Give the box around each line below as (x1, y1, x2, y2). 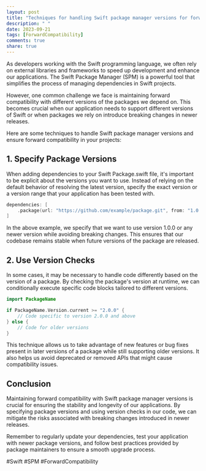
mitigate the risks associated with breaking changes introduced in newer (6, 415, 190, 422)
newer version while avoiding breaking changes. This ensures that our (6, 231, 184, 238)
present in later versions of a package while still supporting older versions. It (6, 348, 199, 355)
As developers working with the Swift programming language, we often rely (6, 60, 197, 68)
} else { (6, 319, 29, 325)
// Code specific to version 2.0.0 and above (17, 313, 136, 319)
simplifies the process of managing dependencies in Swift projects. (6, 79, 177, 87)
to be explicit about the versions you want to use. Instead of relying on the (6, 176, 194, 184)
